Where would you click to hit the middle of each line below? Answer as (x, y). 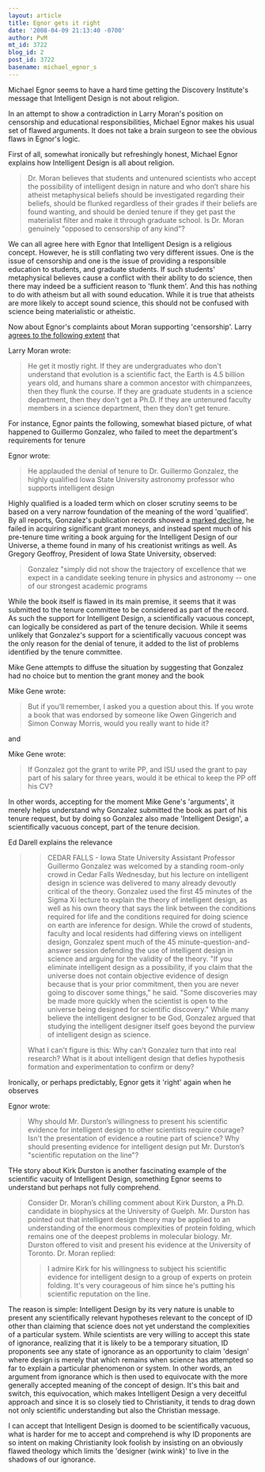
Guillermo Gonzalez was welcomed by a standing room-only (146, 866)
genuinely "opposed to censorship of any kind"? (106, 228)
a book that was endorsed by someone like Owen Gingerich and (132, 715)
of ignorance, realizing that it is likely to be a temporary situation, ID (118, 1343)
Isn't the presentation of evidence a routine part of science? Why (133, 1138)
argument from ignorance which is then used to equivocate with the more (128, 1376)
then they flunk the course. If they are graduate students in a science (140, 391)
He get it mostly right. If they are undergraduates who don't (124, 366)
